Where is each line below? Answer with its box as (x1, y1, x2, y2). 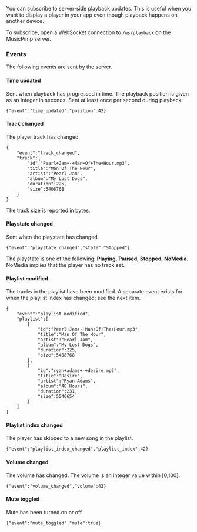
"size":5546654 (37, 394, 75, 400)
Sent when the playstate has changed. (6, 233, 99, 240)
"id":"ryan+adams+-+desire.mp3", (37, 368, 119, 374)
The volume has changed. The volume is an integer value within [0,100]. (6, 472, 181, 479)
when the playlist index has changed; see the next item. (6, 295, 141, 302)
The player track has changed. (6, 133, 81, 141)
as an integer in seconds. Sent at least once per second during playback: (6, 96, 183, 103)
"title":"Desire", (37, 373, 83, 379)
